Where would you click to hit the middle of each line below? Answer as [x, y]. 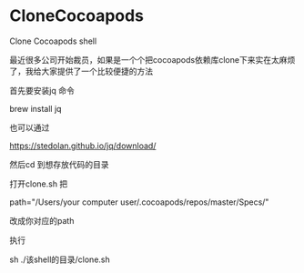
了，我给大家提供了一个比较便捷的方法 [81, 71]
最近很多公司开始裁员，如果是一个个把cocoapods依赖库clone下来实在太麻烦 [152, 59]
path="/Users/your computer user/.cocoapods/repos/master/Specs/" [139, 202]
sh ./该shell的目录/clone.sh [60, 259]
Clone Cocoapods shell [53, 41]
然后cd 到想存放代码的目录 [59, 164]
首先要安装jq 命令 [42, 90]
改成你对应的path [42, 220]
